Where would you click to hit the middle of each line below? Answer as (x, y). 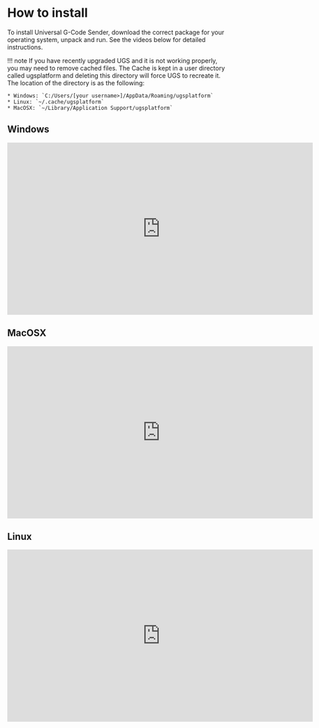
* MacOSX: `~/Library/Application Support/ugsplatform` (90, 108)
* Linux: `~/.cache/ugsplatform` (56, 102)
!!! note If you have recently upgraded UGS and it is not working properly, (112, 60)
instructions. (25, 47)
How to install (48, 13)
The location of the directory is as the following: (76, 83)
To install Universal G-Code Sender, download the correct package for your (116, 32)
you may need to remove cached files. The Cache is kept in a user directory (116, 68)
